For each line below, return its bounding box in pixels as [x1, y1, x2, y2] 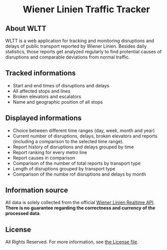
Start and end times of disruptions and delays [12, 82, 109, 88]
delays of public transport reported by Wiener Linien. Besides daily [5, 43, 147, 49]
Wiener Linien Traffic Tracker [23, 4, 150, 15]
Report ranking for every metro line [12, 149, 87, 155]
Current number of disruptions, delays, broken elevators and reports [12, 132, 158, 139]
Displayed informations [5, 114, 82, 123]
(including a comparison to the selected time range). [12, 138, 124, 144]
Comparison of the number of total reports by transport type [12, 160, 141, 166]
